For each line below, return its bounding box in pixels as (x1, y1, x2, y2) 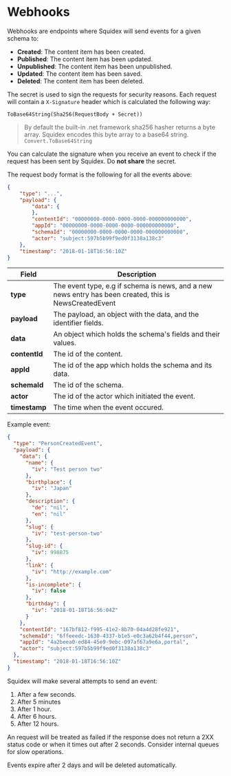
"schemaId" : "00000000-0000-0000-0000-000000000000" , (32, 229, 189, 236)
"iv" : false (32, 587, 67, 595)
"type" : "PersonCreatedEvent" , (13, 440, 103, 447)
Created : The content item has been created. (16, 48, 146, 56)
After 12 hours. (16, 719, 59, 728)
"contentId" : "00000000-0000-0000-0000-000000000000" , (32, 216, 192, 223)
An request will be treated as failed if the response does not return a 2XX (7, 733, 214, 741)
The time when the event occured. (53, 402, 164, 412)
